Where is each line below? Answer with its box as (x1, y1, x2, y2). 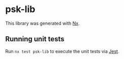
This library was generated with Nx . (5, 20, 80, 26)
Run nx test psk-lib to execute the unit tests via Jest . (5, 48, 119, 54)
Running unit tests (5, 35, 65, 43)
